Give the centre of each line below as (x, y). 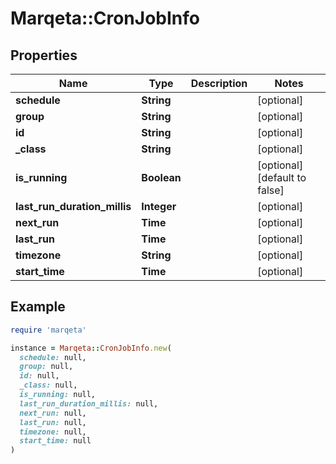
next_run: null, (53, 413)
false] (271, 190)
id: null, (39, 376)
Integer (159, 206)
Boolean (161, 177)
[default (276, 177)
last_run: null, (53, 422)
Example (38, 307)
